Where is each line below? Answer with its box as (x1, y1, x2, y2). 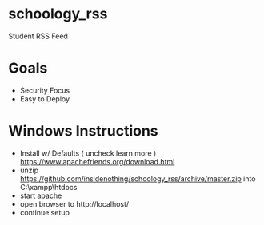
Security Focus (19, 85, 70, 95)
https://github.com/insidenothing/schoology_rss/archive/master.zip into (19, 173, 256, 184)
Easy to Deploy (19, 93, 70, 104)
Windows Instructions (8, 122, 158, 140)
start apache (19, 191, 62, 200)
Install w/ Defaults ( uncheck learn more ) (19, 148, 157, 158)
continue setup (19, 207, 70, 217)
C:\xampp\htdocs (19, 182, 78, 191)
